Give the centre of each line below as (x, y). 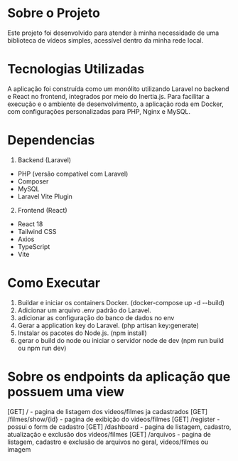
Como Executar (54, 283)
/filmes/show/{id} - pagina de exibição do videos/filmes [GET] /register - (114, 419)
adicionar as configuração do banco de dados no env (96, 317)
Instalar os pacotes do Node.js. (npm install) (82, 333)
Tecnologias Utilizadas (76, 69)
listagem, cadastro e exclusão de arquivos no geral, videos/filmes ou (108, 442)
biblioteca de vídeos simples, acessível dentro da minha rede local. (106, 40)
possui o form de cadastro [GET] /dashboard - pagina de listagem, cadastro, (119, 426)
